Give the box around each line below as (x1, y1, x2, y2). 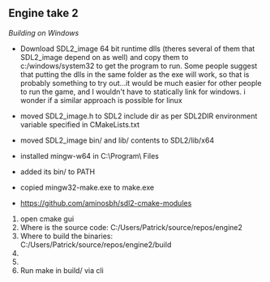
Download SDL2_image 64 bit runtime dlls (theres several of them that (19, 44, 255, 53)
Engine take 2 (8, 6, 79, 20)
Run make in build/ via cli (19, 265, 104, 275)
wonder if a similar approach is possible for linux (19, 95, 182, 105)
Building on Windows (8, 28, 79, 37)
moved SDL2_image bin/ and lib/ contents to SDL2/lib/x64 (19, 135, 215, 145)
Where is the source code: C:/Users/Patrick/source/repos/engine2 (19, 222, 243, 232)
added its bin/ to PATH (19, 166, 96, 177)
